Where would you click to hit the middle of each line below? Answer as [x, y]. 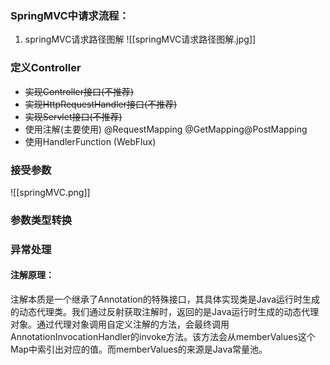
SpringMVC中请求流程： [70, 15]
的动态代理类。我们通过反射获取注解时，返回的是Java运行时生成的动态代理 [165, 311]
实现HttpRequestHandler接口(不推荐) [101, 104]
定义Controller [46, 68]
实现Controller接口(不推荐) [79, 91]
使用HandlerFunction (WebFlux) [90, 141]
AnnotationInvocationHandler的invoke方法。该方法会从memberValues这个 [163, 336]
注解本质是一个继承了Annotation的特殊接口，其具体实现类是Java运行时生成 [165, 299]
